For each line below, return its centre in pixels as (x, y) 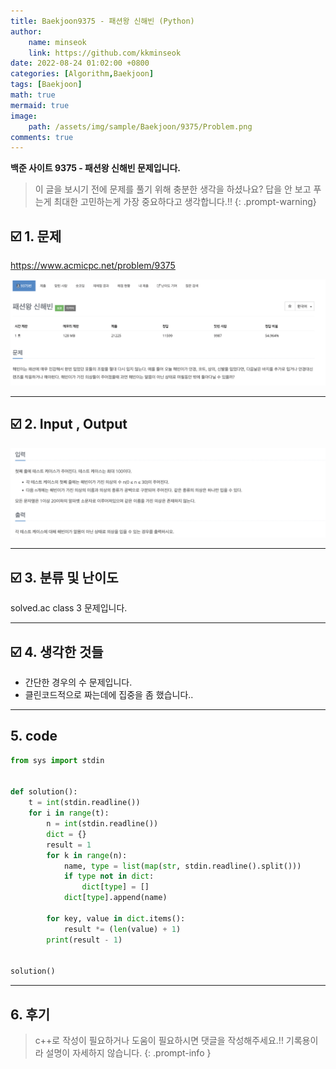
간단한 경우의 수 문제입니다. (78, 682)
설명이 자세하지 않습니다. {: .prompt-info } (128, 1053)
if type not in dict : (109, 876)
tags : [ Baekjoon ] (46, 85)
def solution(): (44, 792)
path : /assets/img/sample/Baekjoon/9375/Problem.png (140, 126)
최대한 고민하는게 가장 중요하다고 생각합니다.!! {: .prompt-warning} (185, 202)
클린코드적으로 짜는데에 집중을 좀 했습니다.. (109, 695)
